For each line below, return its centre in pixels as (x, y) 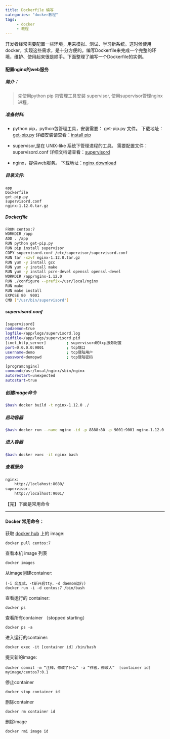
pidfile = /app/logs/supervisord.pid (43, 338)
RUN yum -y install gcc (30, 262)
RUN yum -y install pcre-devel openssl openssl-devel (63, 272)
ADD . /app (17, 239)
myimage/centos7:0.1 (27, 672)
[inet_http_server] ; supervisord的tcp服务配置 (63, 343)
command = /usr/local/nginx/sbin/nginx (45, 371)
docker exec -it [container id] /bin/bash (51, 647)
